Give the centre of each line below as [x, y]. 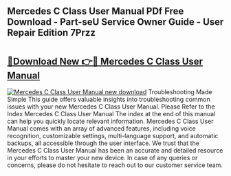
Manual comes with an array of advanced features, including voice [101, 129]
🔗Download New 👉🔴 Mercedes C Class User [105, 61]
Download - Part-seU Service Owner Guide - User [115, 22]
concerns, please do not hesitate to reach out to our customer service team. [115, 165]
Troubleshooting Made [180, 92]
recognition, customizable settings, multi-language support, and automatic [113, 136]
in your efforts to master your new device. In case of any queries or [102, 158]
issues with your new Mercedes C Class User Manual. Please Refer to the [111, 107]
